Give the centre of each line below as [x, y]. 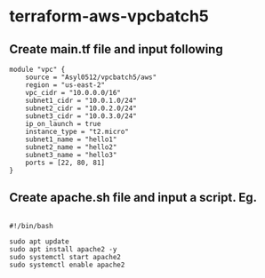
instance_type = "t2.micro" [77, 131]
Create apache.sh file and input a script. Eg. [133, 198]
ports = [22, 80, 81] [65, 163]
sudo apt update [39, 242]
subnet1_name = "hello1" [71, 139]
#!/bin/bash [31, 226]
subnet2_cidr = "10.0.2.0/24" [81, 108]
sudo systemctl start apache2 [65, 257]
